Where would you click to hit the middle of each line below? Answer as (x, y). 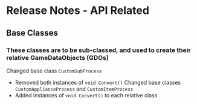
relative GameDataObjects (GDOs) (57, 57)
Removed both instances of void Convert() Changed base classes (98, 82)
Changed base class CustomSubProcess (54, 71)
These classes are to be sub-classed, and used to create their (99, 50)
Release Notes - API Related (78, 11)
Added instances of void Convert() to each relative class (86, 95)
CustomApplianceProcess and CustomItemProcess (74, 89)
